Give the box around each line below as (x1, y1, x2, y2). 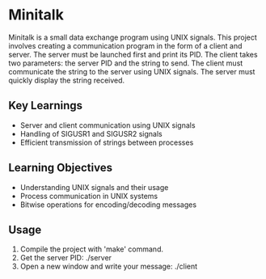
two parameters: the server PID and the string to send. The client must (8, 58, 243, 68)
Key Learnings (8, 99, 83, 112)
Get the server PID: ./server (19, 253, 112, 263)
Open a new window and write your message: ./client (19, 261, 198, 272)
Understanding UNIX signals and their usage (19, 182, 169, 192)
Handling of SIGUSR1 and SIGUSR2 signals (19, 129, 163, 138)
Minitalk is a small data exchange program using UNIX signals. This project (8, 32, 257, 42)
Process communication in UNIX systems (19, 191, 158, 201)
